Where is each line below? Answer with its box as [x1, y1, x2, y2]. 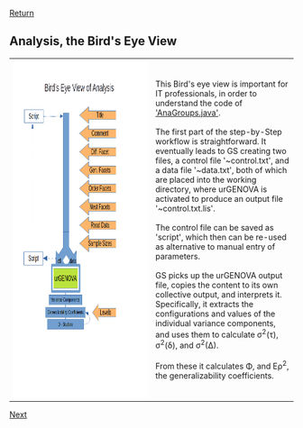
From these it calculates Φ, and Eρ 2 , [155, 359, 289, 371]
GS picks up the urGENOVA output [155, 269, 283, 280]
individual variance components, [155, 317, 277, 328]
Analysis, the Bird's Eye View [9, 33, 178, 49]
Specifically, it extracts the [155, 298, 254, 309]
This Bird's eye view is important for [155, 78, 289, 89]
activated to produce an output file [155, 193, 284, 204]
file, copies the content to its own [155, 279, 279, 290]
